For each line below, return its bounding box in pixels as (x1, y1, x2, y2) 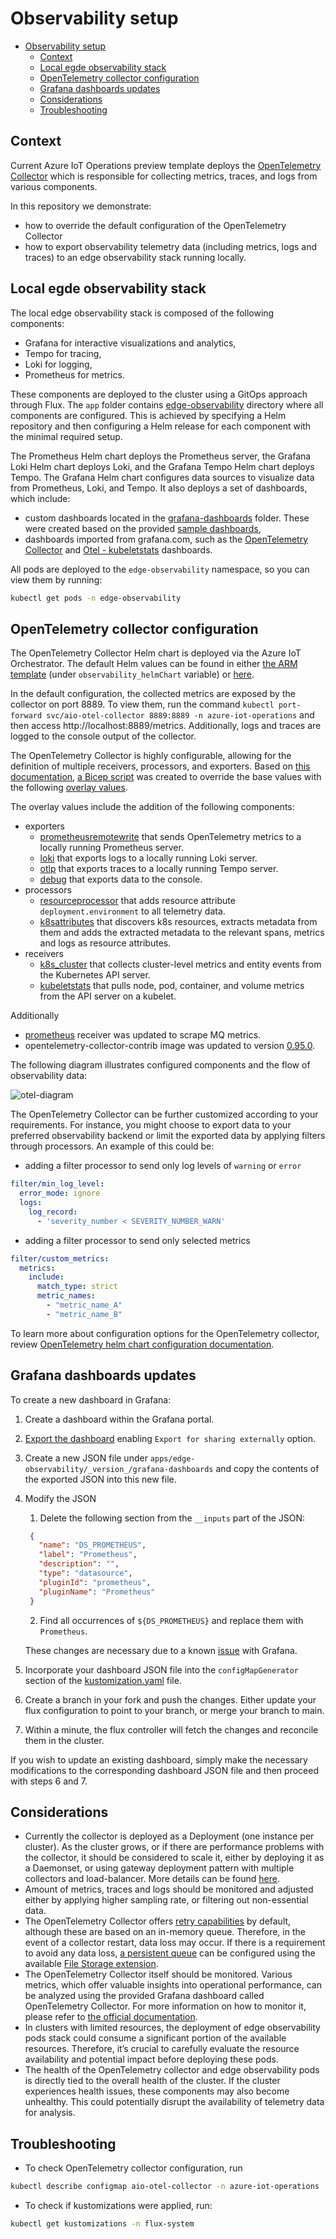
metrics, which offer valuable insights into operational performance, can (24, 1979, 322, 1991)
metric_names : (36, 1291, 97, 1301)
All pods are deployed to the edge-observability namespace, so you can (10, 563, 310, 575)
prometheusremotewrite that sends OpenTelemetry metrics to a (39, 831, 302, 843)
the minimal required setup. (10, 430, 123, 442)
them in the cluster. (24, 1734, 105, 1746)
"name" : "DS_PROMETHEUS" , (38, 1540, 147, 1551)
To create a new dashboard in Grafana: (10, 1393, 172, 1406)
